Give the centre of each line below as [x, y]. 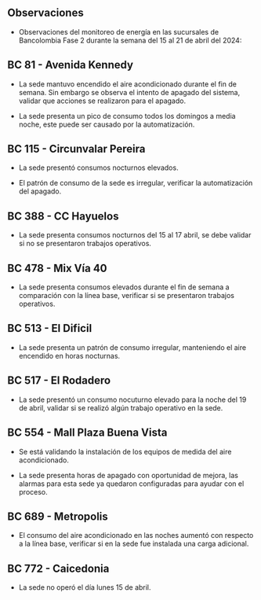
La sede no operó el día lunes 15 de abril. [85, 587]
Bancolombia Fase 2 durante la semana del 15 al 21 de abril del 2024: [130, 40]
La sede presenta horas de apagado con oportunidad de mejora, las [128, 475]
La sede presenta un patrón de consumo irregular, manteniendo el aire [132, 347]
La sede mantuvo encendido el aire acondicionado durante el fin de [127, 84]
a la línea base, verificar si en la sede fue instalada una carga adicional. [134, 544]
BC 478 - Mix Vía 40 [57, 268]
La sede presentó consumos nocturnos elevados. [98, 167]
